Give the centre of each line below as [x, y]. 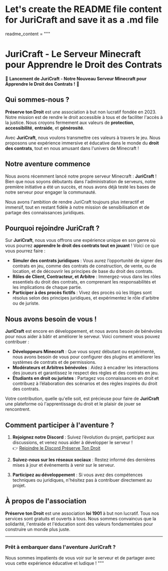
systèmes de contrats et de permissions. [54, 362]
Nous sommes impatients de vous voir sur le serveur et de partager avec [80, 558]
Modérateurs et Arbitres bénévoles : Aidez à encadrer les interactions [85, 368]
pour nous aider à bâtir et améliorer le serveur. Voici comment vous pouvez [83, 337]
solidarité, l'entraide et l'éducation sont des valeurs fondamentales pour [79, 524]
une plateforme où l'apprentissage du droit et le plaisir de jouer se [73, 404]
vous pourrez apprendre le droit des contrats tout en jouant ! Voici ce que [82, 246]
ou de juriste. [26, 303]
